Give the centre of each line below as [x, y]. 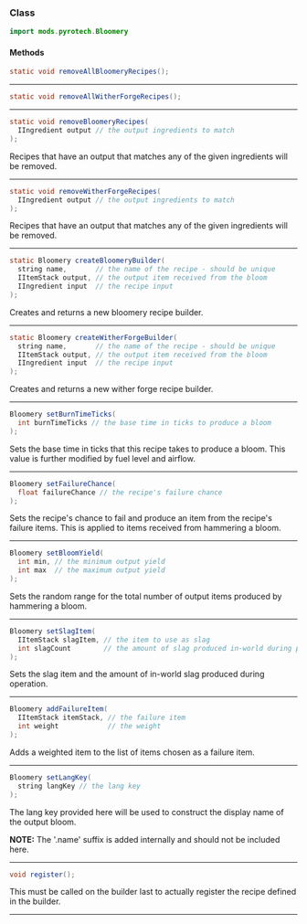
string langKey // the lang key [79, 786]
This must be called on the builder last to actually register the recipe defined [153, 892]
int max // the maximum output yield [92, 570]
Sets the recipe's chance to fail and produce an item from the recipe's [141, 518]
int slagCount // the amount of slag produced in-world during [155, 648]
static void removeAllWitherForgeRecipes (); [95, 97]
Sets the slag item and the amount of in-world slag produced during [137, 674]
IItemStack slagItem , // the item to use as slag [114, 640]
